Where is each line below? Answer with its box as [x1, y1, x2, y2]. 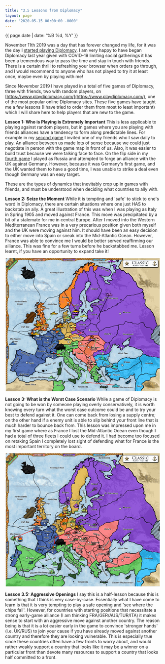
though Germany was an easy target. [5, 171, 80, 177]
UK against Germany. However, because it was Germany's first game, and [5, 161, 155, 167]
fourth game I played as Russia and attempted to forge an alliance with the [5, 156, 156, 162]
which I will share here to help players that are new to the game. [5, 109, 135, 116]
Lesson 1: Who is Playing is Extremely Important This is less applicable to [5, 119, 157, 125]
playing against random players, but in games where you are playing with [5, 124, 154, 130]
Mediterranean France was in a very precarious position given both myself [5, 222, 156, 228]
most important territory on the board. [5, 444, 82, 450]
